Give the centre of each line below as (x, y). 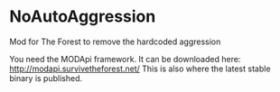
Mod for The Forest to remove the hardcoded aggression (115, 41)
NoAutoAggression (83, 17)
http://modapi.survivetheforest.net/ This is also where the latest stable (140, 69)
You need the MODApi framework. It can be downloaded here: (125, 59)
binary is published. (46, 78)
